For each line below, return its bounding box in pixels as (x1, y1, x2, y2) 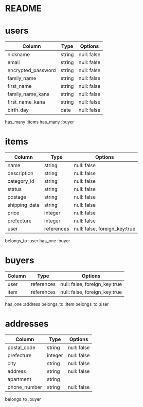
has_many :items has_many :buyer (5, 119, 74, 125)
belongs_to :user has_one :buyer (5, 238, 71, 244)
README (5, 3, 42, 14)
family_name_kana (7, 91, 50, 97)
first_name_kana (7, 98, 45, 105)
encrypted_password (7, 67, 56, 74)
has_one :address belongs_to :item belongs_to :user (5, 301, 109, 307)
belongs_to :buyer (5, 396, 41, 402)
